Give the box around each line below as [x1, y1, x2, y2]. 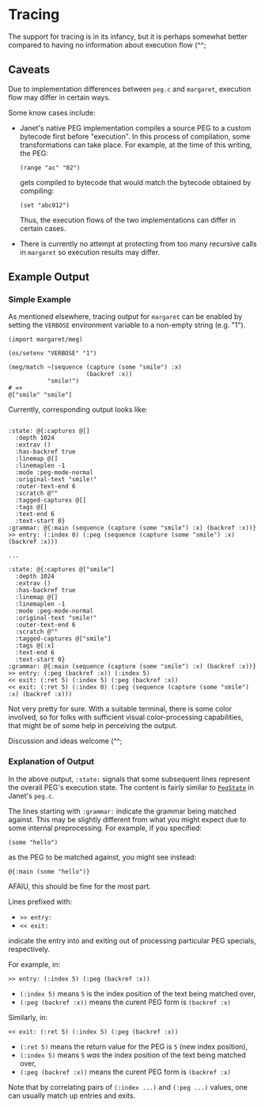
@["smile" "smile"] [8, 391, 73, 399]
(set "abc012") [19, 201, 70, 209]
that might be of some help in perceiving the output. [8, 721, 178, 730]
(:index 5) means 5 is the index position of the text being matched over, [19, 988, 256, 998]
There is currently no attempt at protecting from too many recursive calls [19, 239, 257, 249]
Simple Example [8, 294, 71, 305]
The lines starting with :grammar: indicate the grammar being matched [8, 806, 237, 816]
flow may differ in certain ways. [8, 93, 111, 102]
